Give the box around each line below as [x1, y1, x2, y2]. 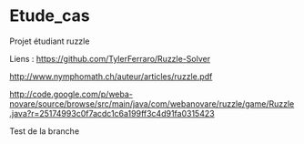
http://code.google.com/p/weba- [9, 88, 134, 99]
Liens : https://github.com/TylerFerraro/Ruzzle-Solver [9, 53, 211, 64]
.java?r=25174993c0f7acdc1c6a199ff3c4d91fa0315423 [9, 108, 216, 118]
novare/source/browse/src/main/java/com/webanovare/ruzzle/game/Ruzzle [9, 98, 295, 109]
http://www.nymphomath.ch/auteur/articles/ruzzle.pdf [9, 70, 213, 82]
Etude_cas [9, 5, 91, 26]
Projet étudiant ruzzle [9, 36, 90, 46]
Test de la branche [9, 125, 80, 137]
